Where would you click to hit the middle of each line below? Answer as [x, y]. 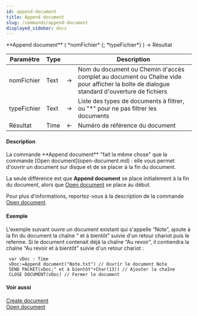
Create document [27, 300]
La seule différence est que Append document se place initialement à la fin [98, 178]
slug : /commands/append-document [47, 22]
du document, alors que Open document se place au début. [79, 185]
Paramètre [25, 60]
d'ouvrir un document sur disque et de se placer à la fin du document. [91, 167]
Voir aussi [19, 288]
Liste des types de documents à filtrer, [131, 101]
